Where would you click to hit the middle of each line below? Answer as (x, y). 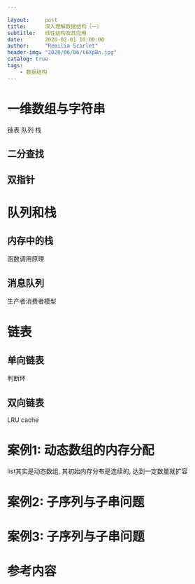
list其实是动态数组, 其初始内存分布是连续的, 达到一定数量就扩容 (97, 471)
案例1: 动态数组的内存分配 (81, 450)
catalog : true (28, 59)
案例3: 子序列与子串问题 (76, 537)
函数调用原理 (26, 259)
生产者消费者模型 (32, 301)
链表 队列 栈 (24, 130)
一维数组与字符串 (57, 109)
